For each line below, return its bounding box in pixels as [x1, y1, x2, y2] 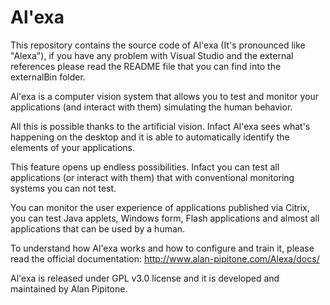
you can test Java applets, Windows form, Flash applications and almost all [10, 212, 320, 224]
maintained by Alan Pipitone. [10, 282, 128, 295]
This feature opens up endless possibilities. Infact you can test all [10, 161, 280, 173]
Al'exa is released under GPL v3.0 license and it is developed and [10, 272, 280, 284]
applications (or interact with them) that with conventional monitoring [10, 171, 295, 183]
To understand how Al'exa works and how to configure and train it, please [10, 242, 315, 254]
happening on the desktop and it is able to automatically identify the [10, 131, 290, 143]
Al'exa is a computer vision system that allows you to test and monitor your [10, 90, 320, 102]
